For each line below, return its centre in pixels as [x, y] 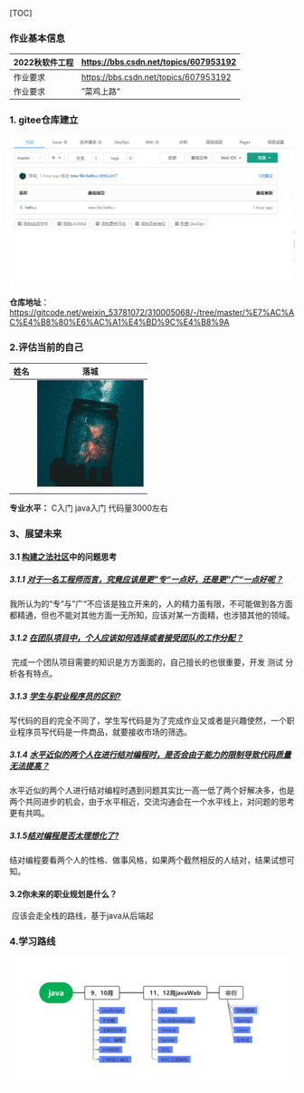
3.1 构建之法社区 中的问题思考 [63, 557]
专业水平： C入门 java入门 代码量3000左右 [89, 508]
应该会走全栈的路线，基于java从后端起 [82, 916]
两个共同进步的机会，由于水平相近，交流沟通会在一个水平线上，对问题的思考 [152, 802]
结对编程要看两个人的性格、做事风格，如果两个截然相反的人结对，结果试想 [148, 860]
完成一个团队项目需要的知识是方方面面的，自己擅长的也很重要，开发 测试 [147, 662]
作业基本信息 [38, 38]
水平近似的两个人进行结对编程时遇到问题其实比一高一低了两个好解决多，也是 [152, 790]
